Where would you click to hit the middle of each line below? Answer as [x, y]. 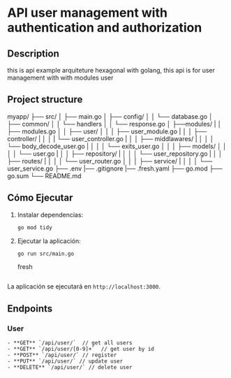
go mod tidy [35, 227]
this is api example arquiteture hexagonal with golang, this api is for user [111, 70]
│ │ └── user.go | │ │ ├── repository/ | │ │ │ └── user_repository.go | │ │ [115, 153]
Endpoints [30, 308]
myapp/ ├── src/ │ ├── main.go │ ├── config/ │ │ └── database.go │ [110, 116]
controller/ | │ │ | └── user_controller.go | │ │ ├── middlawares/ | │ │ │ [111, 138]
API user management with [87, 13]
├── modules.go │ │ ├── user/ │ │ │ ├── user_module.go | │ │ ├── [107, 131]
